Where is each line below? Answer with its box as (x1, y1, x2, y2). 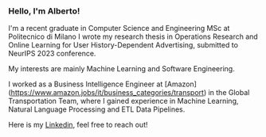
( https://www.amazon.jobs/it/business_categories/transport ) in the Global (8, 88, 250, 97)
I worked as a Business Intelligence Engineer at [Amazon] (8, 79, 198, 89)
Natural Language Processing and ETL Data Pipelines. (8, 105, 186, 114)
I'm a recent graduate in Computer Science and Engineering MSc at (8, 24, 230, 33)
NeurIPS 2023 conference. (8, 49, 96, 59)
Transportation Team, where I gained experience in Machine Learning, (8, 97, 239, 106)
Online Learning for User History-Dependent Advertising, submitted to (8, 40, 239, 50)
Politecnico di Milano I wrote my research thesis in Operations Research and (8, 32, 259, 41)
